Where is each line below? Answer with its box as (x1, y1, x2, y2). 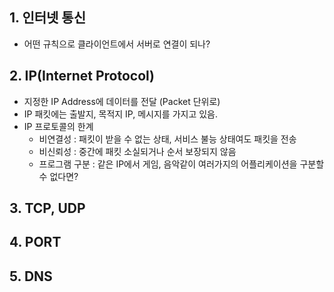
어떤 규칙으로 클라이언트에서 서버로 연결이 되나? (23, 38, 211, 50)
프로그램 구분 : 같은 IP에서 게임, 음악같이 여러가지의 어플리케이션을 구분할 (38, 158, 325, 170)
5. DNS (9, 268, 53, 285)
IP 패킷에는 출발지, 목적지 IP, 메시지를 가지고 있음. (23, 108, 219, 120)
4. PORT (9, 234, 62, 251)
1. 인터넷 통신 (9, 9, 86, 27)
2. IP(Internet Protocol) (9, 68, 156, 85)
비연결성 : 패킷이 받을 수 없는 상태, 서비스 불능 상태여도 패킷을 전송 (38, 133, 297, 145)
